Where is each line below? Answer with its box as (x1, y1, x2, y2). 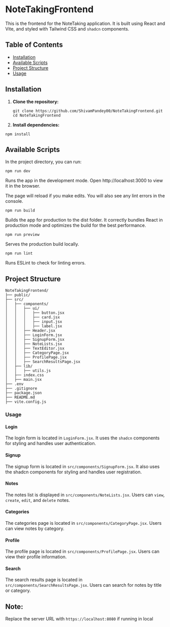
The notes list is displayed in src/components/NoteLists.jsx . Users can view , (5, 492, 165, 498)
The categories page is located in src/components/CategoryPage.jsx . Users (5, 520, 162, 526)
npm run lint (5, 251, 33, 256)
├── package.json (5, 391, 42, 396)
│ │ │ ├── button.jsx (5, 310, 65, 316)
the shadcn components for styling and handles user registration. (5, 469, 142, 475)
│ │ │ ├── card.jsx (5, 315, 60, 320)
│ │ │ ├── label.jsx (5, 324, 62, 329)
